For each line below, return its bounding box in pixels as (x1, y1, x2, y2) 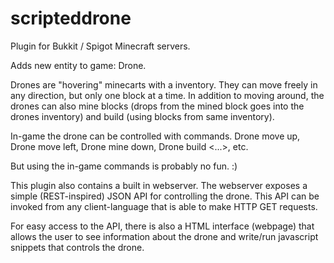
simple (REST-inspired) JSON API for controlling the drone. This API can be (10, 190, 320, 202)
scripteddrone (10, 7, 132, 30)
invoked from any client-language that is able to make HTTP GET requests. (10, 200, 318, 212)
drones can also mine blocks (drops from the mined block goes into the (10, 100, 305, 112)
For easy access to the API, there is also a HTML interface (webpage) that (10, 220, 315, 232)
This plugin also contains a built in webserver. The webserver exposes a (10, 179, 308, 191)
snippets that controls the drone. (10, 241, 145, 253)
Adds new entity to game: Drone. (10, 59, 147, 71)
